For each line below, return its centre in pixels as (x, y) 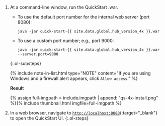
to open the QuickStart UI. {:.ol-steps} (49, 118)
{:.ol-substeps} (26, 63)
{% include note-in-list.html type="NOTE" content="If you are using (80, 73)
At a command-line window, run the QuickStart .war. (64, 7)
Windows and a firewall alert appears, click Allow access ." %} (74, 78)
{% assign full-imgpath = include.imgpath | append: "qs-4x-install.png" (84, 98)
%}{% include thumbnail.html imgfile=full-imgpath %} (66, 103)
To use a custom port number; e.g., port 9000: (66, 40)
